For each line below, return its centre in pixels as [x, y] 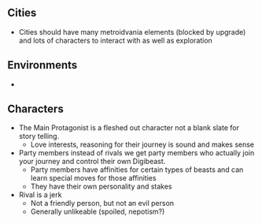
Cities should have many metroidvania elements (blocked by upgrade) [132, 32]
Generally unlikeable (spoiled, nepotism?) [98, 211]
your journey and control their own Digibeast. [92, 162]
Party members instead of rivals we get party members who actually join [137, 153]
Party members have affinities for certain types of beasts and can [137, 170]
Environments [42, 65]
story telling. [39, 136]
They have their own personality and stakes [101, 187]
